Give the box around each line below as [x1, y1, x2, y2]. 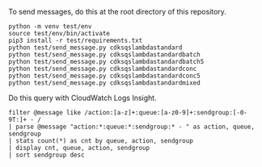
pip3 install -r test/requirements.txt [8, 36, 143, 44]
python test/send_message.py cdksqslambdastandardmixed [8, 79, 201, 87]
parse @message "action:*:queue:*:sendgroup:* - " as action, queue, [15, 123, 255, 131]
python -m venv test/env [8, 23, 92, 31]
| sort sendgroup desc [8, 151, 85, 159]
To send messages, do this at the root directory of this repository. [8, 7, 226, 16]
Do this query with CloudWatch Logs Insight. [8, 93, 157, 102]
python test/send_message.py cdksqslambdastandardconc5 [8, 72, 201, 80]
